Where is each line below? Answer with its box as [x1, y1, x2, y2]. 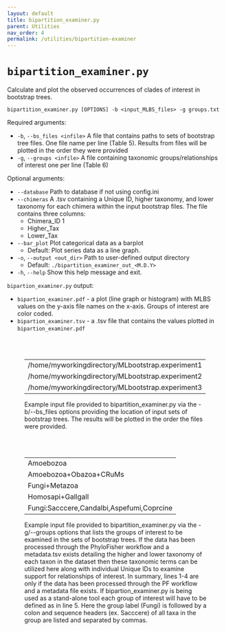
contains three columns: [16, 209, 86, 218]
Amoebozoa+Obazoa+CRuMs [27, 470, 125, 479]
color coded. [16, 309, 54, 318]
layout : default [7, 10, 54, 17]
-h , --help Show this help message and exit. [16, 268, 142, 276]
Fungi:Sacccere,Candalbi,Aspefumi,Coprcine [27, 504, 173, 513]
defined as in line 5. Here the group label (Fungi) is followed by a [24, 601, 207, 610]
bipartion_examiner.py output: [7, 282, 94, 290]
